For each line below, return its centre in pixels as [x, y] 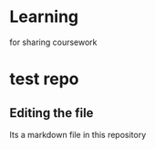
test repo [44, 79]
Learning [44, 17]
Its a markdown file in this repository [78, 134]
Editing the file [52, 113]
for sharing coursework [53, 42]
